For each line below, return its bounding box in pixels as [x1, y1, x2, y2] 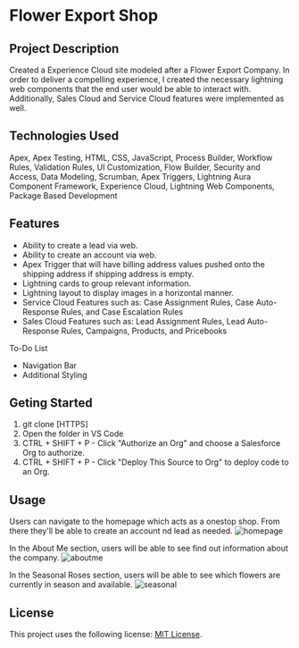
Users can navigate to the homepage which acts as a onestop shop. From [9, 516, 280, 527]
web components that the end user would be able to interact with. [9, 84, 252, 94]
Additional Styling [21, 369, 87, 380]
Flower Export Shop [9, 5, 159, 26]
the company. [9, 552, 60, 563]
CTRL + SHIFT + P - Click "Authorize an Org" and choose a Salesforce [21, 438, 281, 449]
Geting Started [9, 395, 93, 411]
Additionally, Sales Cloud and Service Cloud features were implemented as [9, 93, 285, 104]
